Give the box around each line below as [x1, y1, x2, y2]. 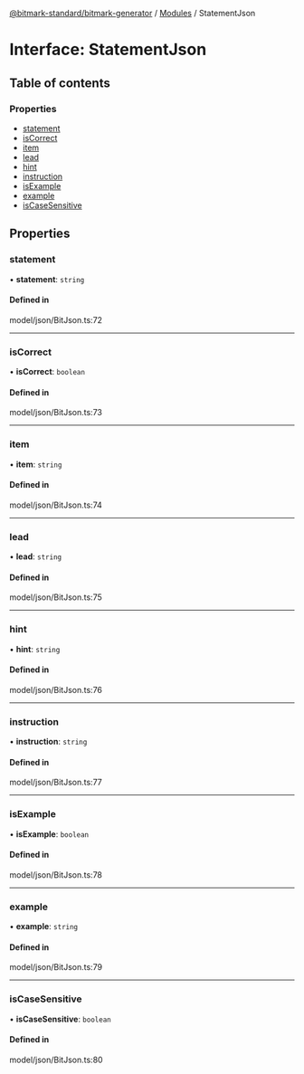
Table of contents [9, 75, 110, 90]
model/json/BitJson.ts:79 [9, 962, 102, 973]
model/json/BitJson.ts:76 [9, 684, 102, 695]
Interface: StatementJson [9, 40, 207, 60]
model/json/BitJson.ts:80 [9, 1054, 103, 1065]
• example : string [9, 921, 79, 932]
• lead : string [9, 551, 62, 562]
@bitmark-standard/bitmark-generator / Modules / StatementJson [9, 8, 256, 18]
